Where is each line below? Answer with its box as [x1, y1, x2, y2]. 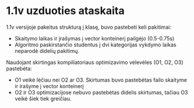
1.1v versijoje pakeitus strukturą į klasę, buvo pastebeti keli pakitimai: [6, 23, 172, 31]
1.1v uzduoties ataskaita [6, 4, 125, 18]
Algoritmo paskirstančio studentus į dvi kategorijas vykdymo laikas [14, 41, 176, 48]
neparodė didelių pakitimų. [14, 47, 79, 54]
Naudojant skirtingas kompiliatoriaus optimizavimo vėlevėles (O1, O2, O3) [6, 59, 184, 66]
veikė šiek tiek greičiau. [14, 95, 72, 102]
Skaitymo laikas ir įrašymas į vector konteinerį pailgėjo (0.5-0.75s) [14, 35, 175, 42]
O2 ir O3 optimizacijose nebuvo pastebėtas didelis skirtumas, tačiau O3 [14, 89, 188, 96]
